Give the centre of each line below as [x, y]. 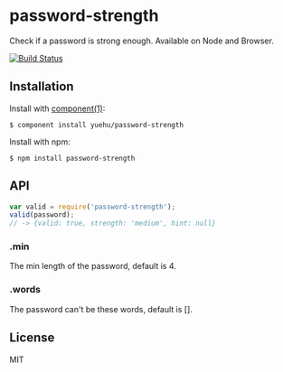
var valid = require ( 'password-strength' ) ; [93, 207]
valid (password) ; [42, 215]
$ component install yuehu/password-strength [96, 125]
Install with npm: [40, 142]
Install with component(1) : [57, 108]
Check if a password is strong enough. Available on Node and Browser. [141, 41]
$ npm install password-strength [72, 158]
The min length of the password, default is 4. [93, 266]
